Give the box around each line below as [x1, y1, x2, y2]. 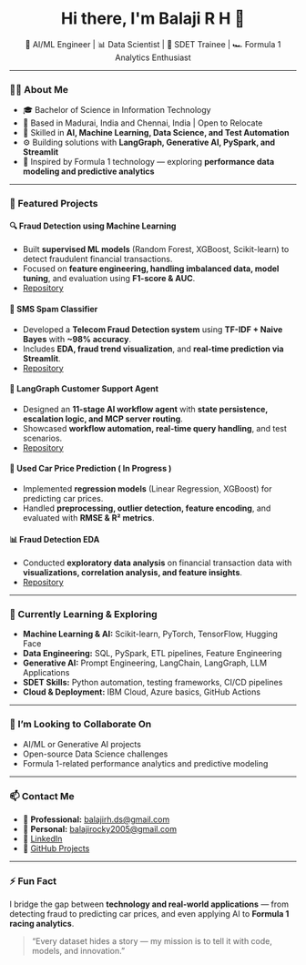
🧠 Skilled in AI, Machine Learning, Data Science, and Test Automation [22, 127, 290, 138]
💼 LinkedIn [22, 833, 63, 845]
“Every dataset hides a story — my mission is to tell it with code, [31, 936, 273, 947]
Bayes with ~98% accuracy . [22, 333, 132, 344]
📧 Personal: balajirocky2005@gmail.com [22, 824, 178, 835]
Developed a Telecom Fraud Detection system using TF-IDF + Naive [22, 323, 283, 335]
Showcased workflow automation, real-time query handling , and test [22, 422, 287, 433]
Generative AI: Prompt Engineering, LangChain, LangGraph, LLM [22, 657, 267, 668]
